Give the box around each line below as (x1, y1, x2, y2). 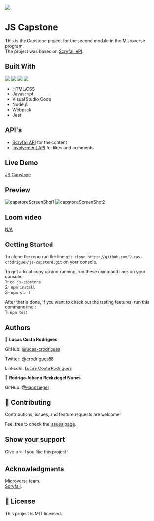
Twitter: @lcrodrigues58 (5, 356, 54, 362)
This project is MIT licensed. (5, 510, 62, 516)
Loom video (5, 213, 42, 221)
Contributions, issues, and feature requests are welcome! (5, 411, 121, 418)
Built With (5, 62, 36, 71)
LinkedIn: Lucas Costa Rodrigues (5, 365, 72, 371)
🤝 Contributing (5, 398, 51, 407)
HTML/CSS (12, 86, 35, 92)
